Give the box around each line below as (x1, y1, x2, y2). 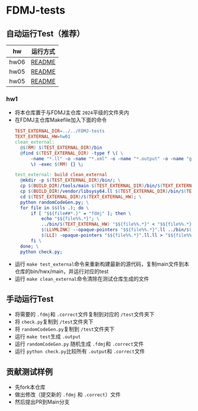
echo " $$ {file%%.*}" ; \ (41, 216, 100, 222)
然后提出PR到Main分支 (14, 399, 70, 406)
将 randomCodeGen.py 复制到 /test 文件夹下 (14, 326, 115, 333)
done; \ (20, 243, 39, 249)
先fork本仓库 (14, 384, 46, 391)
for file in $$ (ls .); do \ (20, 205, 90, 211)
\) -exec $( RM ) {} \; (30, 161, 84, 167)
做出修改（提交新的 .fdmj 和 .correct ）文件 (14, 391, 121, 398)
